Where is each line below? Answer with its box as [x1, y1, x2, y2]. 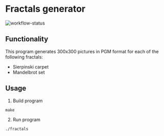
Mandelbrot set [12, 69, 45, 75]
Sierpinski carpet [12, 63, 49, 70]
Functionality [5, 35, 49, 43]
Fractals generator [5, 3, 86, 15]
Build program [12, 98, 43, 104]
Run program [12, 116, 41, 123]
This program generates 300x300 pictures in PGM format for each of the [5, 48, 159, 54]
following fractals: [5, 54, 43, 60]
